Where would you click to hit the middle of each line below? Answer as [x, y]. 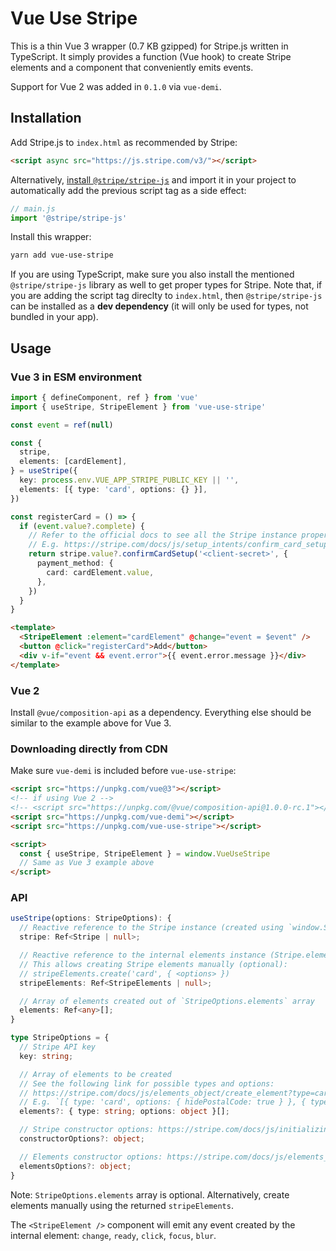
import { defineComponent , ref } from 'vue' [104, 397]
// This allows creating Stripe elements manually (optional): [153, 964]
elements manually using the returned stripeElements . [122, 1205]
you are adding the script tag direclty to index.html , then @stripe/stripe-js [166, 296]
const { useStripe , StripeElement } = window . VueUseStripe [145, 853]
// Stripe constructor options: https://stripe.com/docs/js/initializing [176, 1130]
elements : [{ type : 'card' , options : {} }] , [113, 489]
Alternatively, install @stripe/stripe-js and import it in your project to [153, 179]
